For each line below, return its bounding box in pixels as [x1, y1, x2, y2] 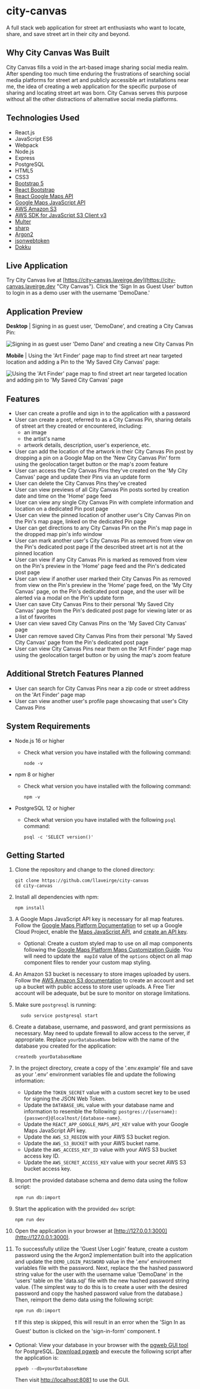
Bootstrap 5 [14, 180, 44, 187]
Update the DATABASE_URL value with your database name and [23, 1101, 174, 1109]
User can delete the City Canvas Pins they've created [14, 480, 147, 486]
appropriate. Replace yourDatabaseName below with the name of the [14, 1036, 179, 1043]
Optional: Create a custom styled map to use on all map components [23, 940, 193, 947]
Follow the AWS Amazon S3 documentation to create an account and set [14, 977, 194, 984]
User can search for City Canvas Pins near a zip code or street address [14, 685, 190, 692]
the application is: [14, 1354, 59, 1361]
